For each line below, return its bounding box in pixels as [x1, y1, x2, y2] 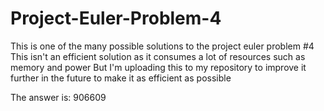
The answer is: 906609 [10, 91, 107, 103]
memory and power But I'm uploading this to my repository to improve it [10, 61, 307, 73]
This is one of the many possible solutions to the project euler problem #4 [10, 40, 315, 52]
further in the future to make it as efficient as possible [10, 72, 232, 84]
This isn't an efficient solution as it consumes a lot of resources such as [10, 50, 306, 62]
